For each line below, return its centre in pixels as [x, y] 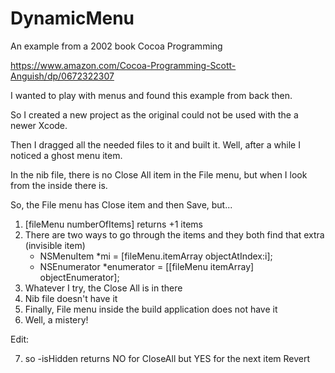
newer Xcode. [39, 125]
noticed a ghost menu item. [66, 155]
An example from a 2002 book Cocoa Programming [116, 46]
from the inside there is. [59, 185]
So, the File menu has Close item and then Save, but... [121, 204]
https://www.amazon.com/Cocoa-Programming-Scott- [123, 65]
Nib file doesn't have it [71, 298]
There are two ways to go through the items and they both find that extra [174, 234]
